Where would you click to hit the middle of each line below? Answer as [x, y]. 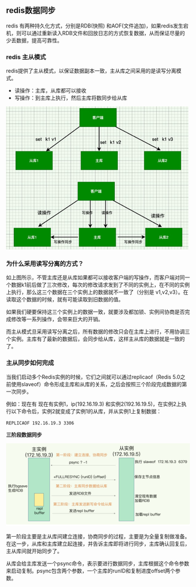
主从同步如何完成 [30, 363]
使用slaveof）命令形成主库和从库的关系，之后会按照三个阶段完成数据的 [96, 384]
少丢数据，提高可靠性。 [34, 40]
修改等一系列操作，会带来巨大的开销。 [57, 319]
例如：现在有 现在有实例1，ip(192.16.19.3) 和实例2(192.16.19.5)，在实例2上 [94, 404]
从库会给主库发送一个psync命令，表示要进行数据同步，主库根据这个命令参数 [98, 564]
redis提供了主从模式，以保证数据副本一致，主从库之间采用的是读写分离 [91, 71]
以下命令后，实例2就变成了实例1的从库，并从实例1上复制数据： [86, 411]
